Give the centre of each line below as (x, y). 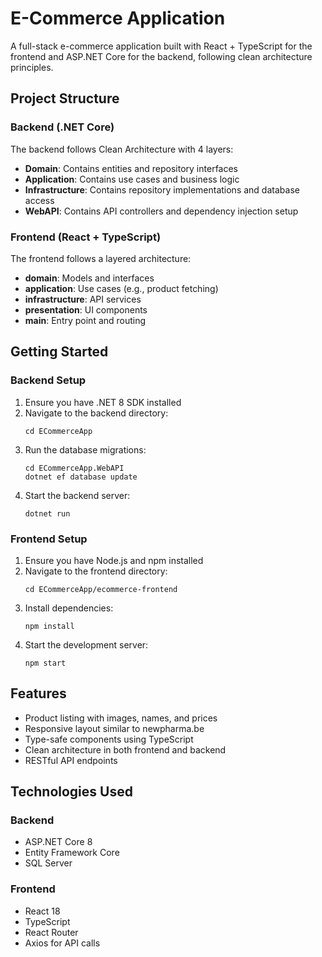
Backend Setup (48, 380)
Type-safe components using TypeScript (109, 739)
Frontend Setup (49, 539)
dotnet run (47, 513)
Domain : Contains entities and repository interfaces (131, 168)
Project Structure (65, 98)
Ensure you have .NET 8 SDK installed (103, 402)
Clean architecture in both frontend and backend (125, 749)
